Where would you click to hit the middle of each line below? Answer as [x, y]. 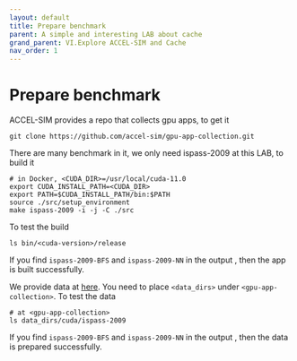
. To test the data [85, 297]
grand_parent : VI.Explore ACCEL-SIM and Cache [98, 43]
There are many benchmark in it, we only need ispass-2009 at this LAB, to [147, 153]
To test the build [39, 227]
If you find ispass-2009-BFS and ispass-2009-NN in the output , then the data [149, 338]
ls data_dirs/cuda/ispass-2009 [68, 321]
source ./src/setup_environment [70, 202]
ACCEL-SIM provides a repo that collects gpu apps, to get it [119, 120]
